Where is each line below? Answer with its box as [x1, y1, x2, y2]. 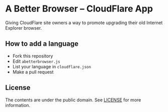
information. [5, 102, 31, 108]
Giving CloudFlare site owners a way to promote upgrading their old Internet [5, 20, 163, 26]
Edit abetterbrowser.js [12, 58, 60, 64]
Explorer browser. [5, 25, 42, 31]
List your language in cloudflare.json [12, 63, 92, 69]
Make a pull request [12, 69, 54, 75]
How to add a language [5, 40, 79, 48]
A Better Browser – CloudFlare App [5, 3, 153, 15]
